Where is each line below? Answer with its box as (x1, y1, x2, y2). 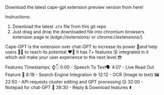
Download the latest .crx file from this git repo (12, 23, 107, 29)
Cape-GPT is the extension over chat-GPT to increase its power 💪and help (5, 44, 158, 49)
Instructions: (5, 14, 31, 19)
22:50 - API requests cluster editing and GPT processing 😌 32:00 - (5, 79, 143, 85)
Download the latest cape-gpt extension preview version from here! (5, 4, 144, 10)
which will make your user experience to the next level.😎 (5, 54, 122, 60)
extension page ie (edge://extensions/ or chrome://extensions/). (12, 34, 144, 40)
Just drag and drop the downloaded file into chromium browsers (12, 29, 145, 34)
